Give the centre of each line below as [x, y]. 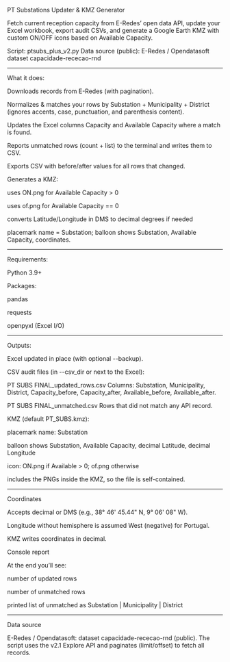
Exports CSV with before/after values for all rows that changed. [96, 166]
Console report [28, 552]
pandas [18, 299]
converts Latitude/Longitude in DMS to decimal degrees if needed [100, 219]
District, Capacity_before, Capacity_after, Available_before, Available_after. [112, 392]
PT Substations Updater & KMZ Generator [66, 10]
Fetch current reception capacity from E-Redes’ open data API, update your [114, 23]
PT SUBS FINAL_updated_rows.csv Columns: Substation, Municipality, [106, 385]
